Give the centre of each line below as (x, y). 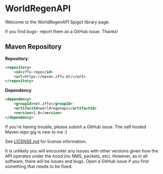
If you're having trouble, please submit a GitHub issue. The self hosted (76, 127)
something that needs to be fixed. (39, 166)
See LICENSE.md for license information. (46, 141)
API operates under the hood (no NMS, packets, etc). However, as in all (76, 156)
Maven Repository (33, 47)
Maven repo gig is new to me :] (36, 132)
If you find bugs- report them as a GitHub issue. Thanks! (62, 31)
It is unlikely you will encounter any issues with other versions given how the (81, 151)
